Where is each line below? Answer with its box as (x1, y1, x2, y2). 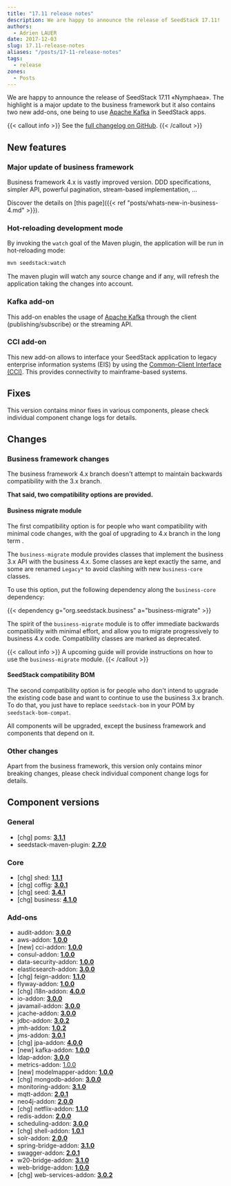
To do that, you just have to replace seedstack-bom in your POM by (7, 701, 195, 709)
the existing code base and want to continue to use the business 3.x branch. (7, 693, 224, 702)
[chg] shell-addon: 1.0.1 (17, 1127, 85, 1135)
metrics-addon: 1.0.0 (17, 1061, 77, 1069)
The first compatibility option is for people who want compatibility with (7, 521, 208, 530)
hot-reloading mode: (7, 246, 66, 254)
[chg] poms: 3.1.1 (17, 833, 66, 841)
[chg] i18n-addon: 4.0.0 (17, 987, 86, 996)
